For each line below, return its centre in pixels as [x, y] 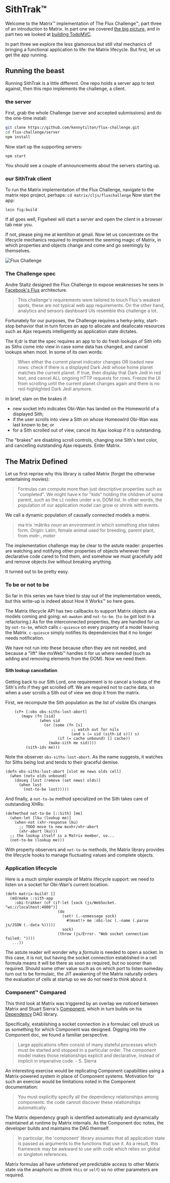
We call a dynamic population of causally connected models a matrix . [78, 515]
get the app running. [27, 55]
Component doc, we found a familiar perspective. [57, 1035]
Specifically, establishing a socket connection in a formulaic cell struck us [82, 1024]
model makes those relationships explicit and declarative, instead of [89, 1055]
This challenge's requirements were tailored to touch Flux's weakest [89, 300]
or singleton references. [43, 1155]
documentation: [22, 1087]
